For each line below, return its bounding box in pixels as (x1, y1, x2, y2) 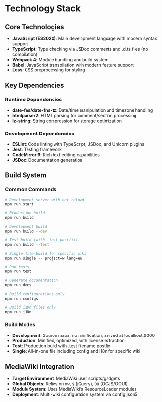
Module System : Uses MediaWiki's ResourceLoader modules (12, 386, 136, 392)
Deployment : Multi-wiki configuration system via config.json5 (12, 391, 138, 397)
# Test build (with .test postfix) (5, 237, 78, 242)
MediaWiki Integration (5, 363, 75, 371)
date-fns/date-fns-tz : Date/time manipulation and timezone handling (12, 107, 153, 113)
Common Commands (5, 186, 57, 193)
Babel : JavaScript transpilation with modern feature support (12, 62, 134, 67)
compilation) (12, 51, 38, 57)
